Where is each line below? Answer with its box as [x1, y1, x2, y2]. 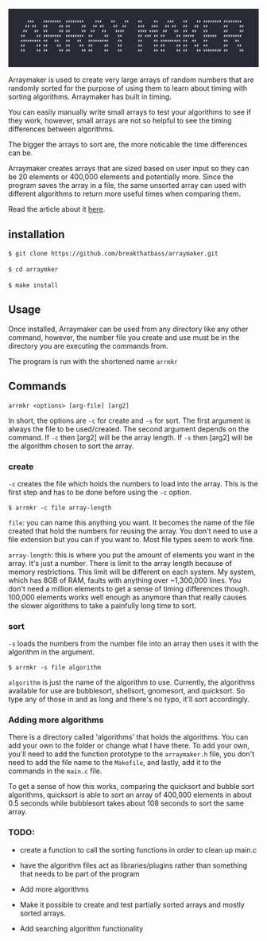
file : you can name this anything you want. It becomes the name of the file [8, 517, 255, 527]
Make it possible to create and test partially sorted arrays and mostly [19, 900, 245, 909]
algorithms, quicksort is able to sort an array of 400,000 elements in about [8, 790, 253, 800]
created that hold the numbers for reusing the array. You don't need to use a [8, 526, 258, 536]
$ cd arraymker [8, 265, 59, 273]
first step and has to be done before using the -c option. [8, 487, 192, 497]
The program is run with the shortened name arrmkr [8, 356, 178, 366]
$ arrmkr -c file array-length [8, 503, 112, 512]
